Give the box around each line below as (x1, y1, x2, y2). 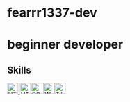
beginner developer (7, 37, 124, 53)
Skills (7, 64, 31, 76)
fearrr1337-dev (7, 5, 97, 21)
